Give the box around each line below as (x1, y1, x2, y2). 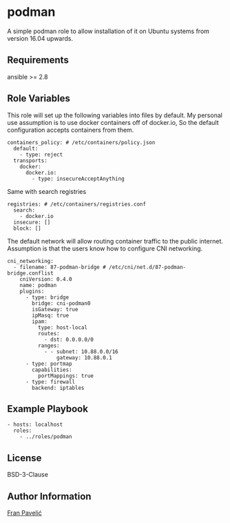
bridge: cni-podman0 (32, 299, 91, 307)
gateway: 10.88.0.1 (56, 354, 112, 361)
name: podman (19, 282, 57, 288)
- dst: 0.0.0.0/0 (43, 336, 94, 343)
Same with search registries (7, 187, 87, 195)
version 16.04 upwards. (7, 34, 74, 42)
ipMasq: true (32, 312, 70, 319)
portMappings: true (37, 372, 94, 379)
